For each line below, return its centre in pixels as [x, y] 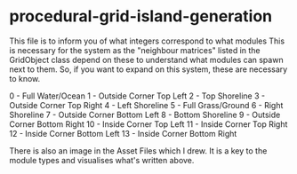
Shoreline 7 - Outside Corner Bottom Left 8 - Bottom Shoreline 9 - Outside [145, 115]
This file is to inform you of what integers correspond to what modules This [147, 41]
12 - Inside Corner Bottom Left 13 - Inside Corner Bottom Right [123, 133]
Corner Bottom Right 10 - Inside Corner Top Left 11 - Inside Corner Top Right [148, 124]
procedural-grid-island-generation [141, 16]
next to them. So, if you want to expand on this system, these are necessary [148, 69]
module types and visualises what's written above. [102, 160]
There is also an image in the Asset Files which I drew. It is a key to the [138, 150]
